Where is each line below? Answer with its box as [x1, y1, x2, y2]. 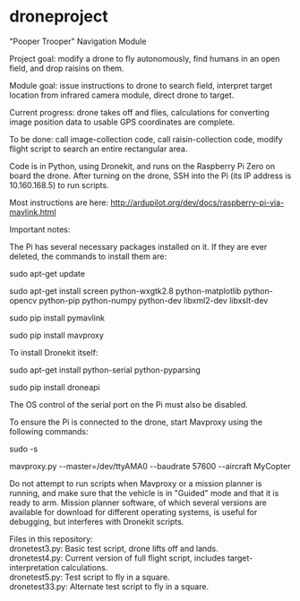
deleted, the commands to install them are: [9, 251, 167, 262]
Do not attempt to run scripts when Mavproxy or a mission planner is [9, 477, 262, 489]
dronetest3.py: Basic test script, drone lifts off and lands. [9, 543, 219, 554]
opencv [9, 295, 38, 305]
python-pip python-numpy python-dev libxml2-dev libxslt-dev [39, 295, 269, 305]
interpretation [9, 562, 60, 572]
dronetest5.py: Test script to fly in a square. [9, 571, 170, 582]
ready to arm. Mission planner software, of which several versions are [9, 497, 267, 508]
